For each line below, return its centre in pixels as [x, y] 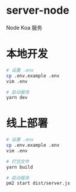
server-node [38, 10]
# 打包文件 [18, 162]
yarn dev [17, 98]
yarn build [20, 167]
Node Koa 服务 [24, 27]
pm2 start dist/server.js [38, 183]
